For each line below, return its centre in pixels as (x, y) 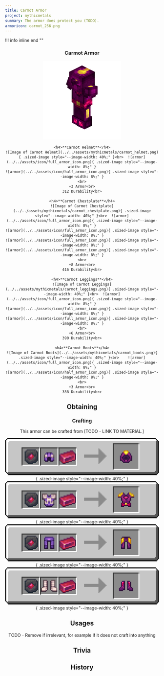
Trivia (82, 651)
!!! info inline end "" (24, 40)
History (82, 667)
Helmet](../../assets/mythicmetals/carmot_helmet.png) (102, 152)
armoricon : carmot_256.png (32, 26)
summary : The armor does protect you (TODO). (52, 21)
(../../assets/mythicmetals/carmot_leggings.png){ (58, 289)
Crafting (82, 421)
